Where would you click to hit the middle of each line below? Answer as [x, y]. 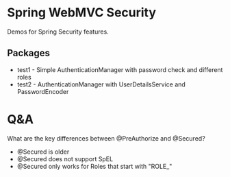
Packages [28, 53]
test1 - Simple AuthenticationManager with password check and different [120, 69]
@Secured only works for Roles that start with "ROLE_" [94, 166]
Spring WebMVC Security [81, 13]
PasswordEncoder [43, 91]
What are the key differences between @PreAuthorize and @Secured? [106, 138]
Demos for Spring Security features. [58, 32]
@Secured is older [43, 152]
